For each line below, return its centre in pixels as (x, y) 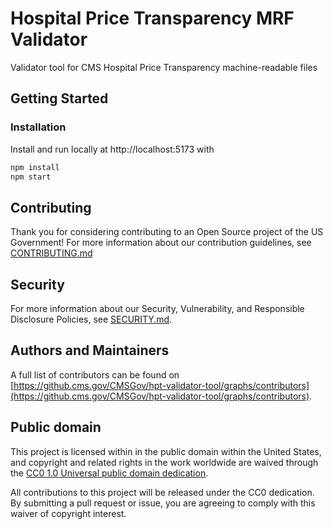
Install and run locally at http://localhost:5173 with (112, 149)
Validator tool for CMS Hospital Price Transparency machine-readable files (164, 67)
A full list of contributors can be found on (95, 374)
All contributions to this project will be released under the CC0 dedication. (162, 492)
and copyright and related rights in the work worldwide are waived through (164, 462)
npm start (31, 177)
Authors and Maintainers (90, 350)
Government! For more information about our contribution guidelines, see (161, 243)
